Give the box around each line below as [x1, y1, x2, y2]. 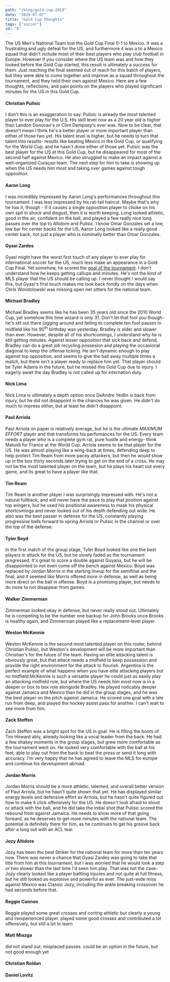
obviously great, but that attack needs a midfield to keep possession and [5, 657, 157, 663]
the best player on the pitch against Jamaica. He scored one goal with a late [5, 694, 163, 700]
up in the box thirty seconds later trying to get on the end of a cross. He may [5, 458, 165, 464]
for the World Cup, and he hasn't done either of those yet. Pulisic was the [5, 144, 158, 150]
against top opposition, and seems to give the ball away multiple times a [5, 353, 155, 359]
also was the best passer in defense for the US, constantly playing [5, 513, 144, 519]
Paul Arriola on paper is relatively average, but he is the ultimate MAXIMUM [5, 426, 162, 431]
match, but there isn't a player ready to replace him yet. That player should [5, 358, 161, 365]
